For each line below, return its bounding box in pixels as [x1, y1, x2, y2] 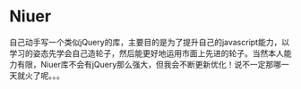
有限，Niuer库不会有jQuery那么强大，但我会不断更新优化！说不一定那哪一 [16, 59, 289, 69]
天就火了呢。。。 [9, 69, 64, 81]
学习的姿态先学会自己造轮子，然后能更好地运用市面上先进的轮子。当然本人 [9, 47, 284, 59]
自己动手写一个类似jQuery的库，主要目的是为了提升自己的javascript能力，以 [9, 36, 289, 47]
